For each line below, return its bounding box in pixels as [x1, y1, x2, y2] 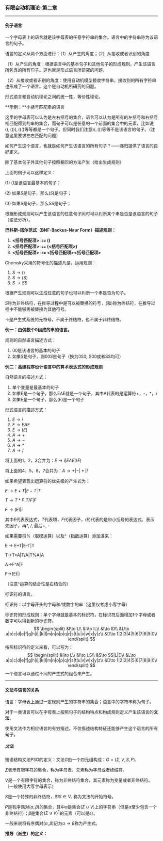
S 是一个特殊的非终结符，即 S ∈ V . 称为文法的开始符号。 [5, 793, 116, 799]
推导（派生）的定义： [5, 831, 48, 837]
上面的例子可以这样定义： [5, 169, 56, 175]
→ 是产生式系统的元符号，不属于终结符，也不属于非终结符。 [5, 316, 124, 322]
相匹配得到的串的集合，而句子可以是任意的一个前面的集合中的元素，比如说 [5, 120, 154, 126]
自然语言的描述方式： [5, 374, 48, 380]
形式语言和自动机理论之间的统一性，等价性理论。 [5, 94, 103, 99]
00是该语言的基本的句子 [12, 347, 61, 353]
